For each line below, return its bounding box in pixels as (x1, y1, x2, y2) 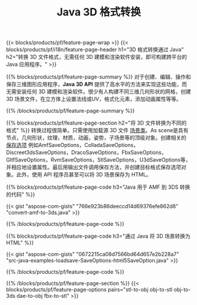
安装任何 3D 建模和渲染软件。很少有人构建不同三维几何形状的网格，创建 (16, 88, 191, 95)
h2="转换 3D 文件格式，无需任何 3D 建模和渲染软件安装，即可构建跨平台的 (6, 54, 187, 61)
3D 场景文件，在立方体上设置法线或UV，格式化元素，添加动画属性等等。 (6, 96, 182, 103)
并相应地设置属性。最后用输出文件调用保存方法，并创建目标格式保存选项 (6, 163, 181, 171)
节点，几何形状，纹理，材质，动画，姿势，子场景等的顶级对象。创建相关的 (6, 134, 186, 142)
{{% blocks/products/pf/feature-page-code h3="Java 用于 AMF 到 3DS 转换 (6, 183, 191, 191)
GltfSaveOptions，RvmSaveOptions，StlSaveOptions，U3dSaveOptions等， (6, 156, 191, 163)
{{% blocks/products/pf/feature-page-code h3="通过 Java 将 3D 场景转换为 (6, 232, 191, 240)
